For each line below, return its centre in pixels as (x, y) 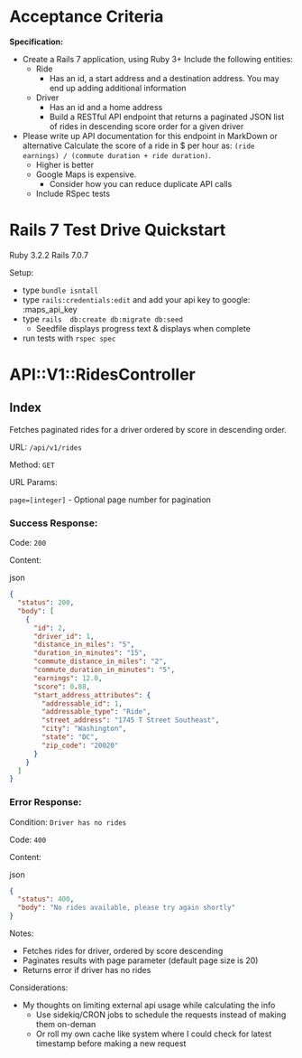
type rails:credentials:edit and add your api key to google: (136, 299)
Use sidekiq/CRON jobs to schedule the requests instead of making (161, 1015)
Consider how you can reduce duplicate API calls (141, 183)
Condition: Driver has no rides (68, 822)
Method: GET (32, 464)
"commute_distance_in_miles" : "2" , (100, 661)
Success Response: (54, 523)
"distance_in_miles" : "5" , (84, 645)
